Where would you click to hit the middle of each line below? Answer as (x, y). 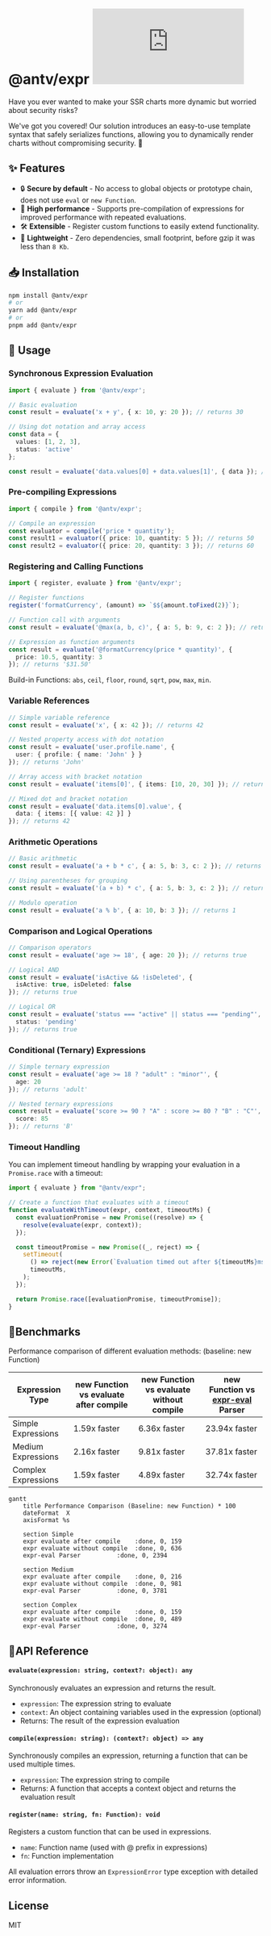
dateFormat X (46, 1513)
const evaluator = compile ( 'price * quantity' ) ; (92, 531)
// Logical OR (32, 1007)
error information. (38, 1880)
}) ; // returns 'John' (46, 763)
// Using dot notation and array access (77, 427)
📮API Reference (48, 1651)
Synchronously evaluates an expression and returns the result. (112, 1687)
